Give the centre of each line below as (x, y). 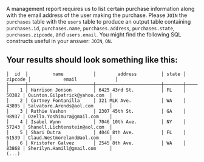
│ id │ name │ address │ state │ (96, 74)
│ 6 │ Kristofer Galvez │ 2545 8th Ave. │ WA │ (96, 143)
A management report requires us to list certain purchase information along (100, 9)
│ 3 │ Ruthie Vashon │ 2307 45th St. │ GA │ (96, 111)
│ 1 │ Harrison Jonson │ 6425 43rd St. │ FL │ (96, 90)
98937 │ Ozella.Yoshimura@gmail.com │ (59, 116)
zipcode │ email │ (62, 79)
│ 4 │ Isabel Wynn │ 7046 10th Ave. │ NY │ (96, 122)
